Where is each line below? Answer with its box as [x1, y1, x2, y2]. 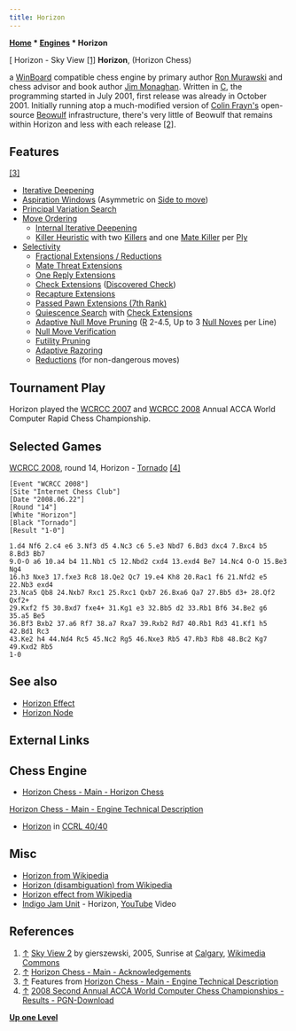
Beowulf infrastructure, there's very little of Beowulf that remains [36, 109, 273, 120]
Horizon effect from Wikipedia [21, 888, 133, 900]
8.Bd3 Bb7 [9, 550, 46, 558]
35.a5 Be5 [9, 612, 46, 621]
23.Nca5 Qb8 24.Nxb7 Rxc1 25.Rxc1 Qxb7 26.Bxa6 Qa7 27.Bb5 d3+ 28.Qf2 [9, 589, 276, 598]
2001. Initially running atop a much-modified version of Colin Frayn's [9, 99, 260, 111]
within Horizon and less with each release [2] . [9, 119, 177, 129]
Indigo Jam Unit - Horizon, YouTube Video [21, 898, 177, 909]
